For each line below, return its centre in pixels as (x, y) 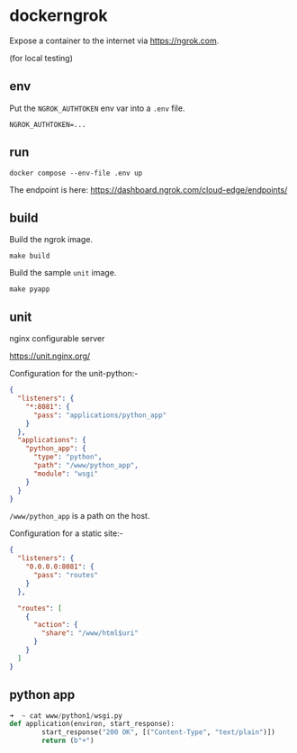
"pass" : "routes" (66, 576)
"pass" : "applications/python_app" (100, 415)
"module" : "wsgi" (66, 474)
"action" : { (55, 625)
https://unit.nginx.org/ (50, 356)
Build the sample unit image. (63, 273)
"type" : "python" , (67, 457)
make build (30, 256)
